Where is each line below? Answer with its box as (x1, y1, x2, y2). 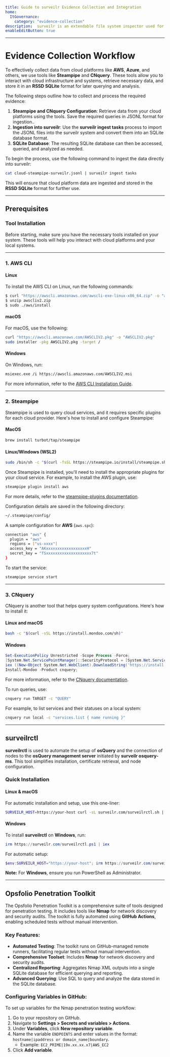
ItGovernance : (10, 14, 39, 19)
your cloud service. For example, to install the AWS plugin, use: (5, 474, 137, 480)
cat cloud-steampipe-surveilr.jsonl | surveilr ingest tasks (5, 171, 137, 176)
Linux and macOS (5, 620, 43, 626)
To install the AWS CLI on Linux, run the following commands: (5, 283, 134, 289)
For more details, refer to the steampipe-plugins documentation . (5, 493, 139, 499)
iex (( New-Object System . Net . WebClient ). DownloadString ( (5, 663, 128, 668)
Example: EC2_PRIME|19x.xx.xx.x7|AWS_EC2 (20, 1041, 109, 1047)
